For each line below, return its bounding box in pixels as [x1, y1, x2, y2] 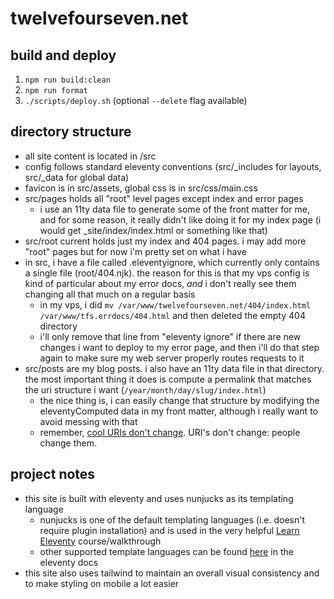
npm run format [24, 86, 89, 96]
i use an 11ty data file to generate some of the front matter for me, [39, 203, 310, 215]
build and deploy [10, 47, 117, 64]
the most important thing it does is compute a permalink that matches [24, 373, 312, 385]
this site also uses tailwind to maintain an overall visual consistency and [24, 567, 320, 579]
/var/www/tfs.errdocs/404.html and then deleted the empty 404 [39, 309, 306, 321]
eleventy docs [39, 556, 99, 568]
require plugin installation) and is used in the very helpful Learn [39, 524, 300, 536]
